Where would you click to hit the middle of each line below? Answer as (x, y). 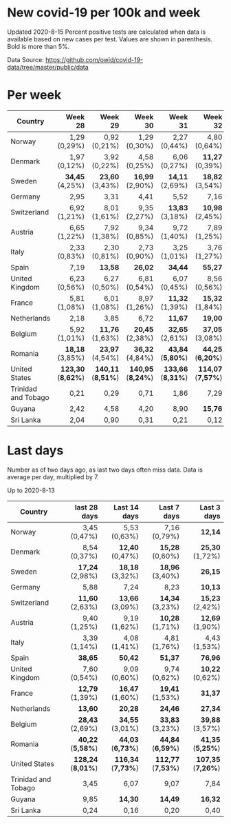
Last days (35, 451)
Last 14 (126, 507)
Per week (34, 95)
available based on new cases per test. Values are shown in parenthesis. (110, 39)
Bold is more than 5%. (38, 46)
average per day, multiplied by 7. (53, 476)
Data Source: (26, 59)
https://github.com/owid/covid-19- (95, 59)
